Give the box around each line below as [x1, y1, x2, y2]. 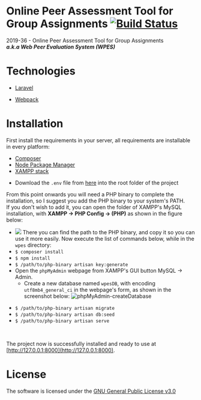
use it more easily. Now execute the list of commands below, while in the [14, 235, 195, 242]
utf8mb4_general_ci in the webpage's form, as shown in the [23, 286, 172, 293]
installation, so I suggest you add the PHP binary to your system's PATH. [6, 197, 185, 204]
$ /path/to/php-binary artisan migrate [14, 305, 115, 311]
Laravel [14, 84, 34, 91]
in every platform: [6, 143, 50, 150]
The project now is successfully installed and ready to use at [6, 340, 157, 347]
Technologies [6, 64, 76, 78]
